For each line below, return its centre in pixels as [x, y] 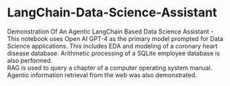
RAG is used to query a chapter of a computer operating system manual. [110, 68]
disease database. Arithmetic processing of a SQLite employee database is [114, 53]
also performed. [30, 60]
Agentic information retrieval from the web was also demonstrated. [102, 75]
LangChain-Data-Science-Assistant [112, 13]
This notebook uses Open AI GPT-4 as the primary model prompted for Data [115, 38]
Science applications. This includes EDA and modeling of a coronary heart [113, 46]
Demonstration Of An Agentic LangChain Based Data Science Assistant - [111, 31]
